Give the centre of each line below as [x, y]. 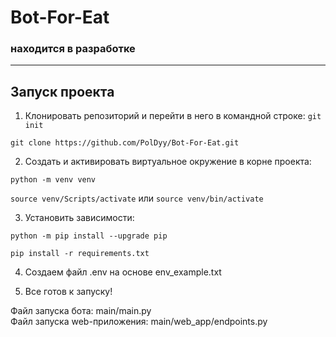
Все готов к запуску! [68, 292]
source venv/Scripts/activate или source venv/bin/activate [137, 198]
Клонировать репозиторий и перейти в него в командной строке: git [173, 116]
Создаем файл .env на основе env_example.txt [123, 272]
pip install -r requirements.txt [80, 254]
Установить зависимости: [79, 218]
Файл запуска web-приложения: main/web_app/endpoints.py [139, 322]
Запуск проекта [62, 91]
